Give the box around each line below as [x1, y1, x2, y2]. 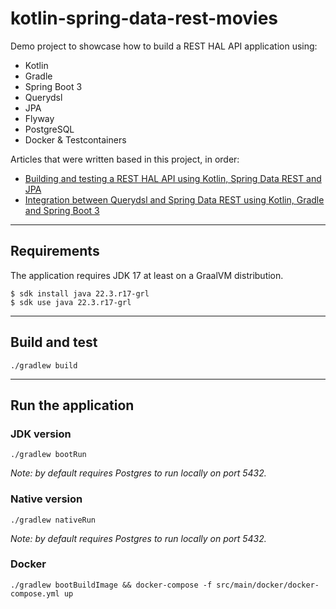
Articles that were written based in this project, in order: [10, 153, 240, 165]
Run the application [10, 397, 135, 414]
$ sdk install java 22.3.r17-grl [10, 288, 150, 299]
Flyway [24, 112, 55, 124]
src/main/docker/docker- [216, 580, 320, 590]
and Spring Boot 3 [24, 204, 100, 216]
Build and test [10, 334, 98, 351]
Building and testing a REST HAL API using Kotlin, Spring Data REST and [24, 172, 322, 184]
